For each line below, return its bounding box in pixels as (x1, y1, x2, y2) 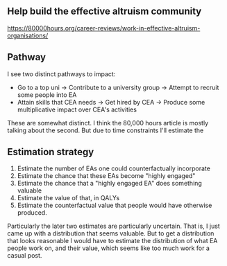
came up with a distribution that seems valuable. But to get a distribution (7, 229, 215, 238)
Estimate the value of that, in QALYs (17, 194, 120, 202)
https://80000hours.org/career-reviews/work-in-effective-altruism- (7, 24, 201, 32)
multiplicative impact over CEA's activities (17, 105, 137, 114)
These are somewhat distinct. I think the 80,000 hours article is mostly (7, 118, 209, 127)
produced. (17, 209, 47, 217)
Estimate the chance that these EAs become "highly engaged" (17, 172, 196, 180)
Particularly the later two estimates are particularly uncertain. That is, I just (7, 222, 220, 231)
